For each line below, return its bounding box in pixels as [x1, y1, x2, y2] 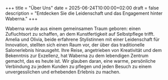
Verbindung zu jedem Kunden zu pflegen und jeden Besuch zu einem [5, 64, 152, 69]
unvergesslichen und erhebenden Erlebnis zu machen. [5, 69, 121, 75]
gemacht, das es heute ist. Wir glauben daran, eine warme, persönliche [5, 58, 156, 64]
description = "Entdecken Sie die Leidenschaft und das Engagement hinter [5, 10, 163, 16]
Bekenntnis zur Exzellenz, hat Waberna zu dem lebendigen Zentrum [5, 52, 149, 59]
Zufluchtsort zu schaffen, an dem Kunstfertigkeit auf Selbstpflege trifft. [5, 31, 155, 37]
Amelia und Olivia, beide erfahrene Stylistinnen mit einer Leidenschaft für [5, 36, 160, 42]
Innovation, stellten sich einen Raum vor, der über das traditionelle [5, 42, 145, 48]
